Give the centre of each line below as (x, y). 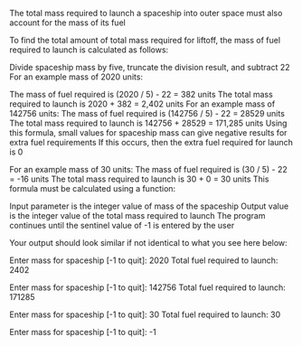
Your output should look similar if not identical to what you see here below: (148, 243)
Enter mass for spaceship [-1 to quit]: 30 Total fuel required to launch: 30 (145, 314)
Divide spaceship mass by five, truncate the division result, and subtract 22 (150, 67)
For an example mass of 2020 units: (76, 77)
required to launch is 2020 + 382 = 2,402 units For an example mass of (142, 104)
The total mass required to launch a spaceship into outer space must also (146, 13)
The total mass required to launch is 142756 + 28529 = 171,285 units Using (148, 123)
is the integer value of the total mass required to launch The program (137, 215)
